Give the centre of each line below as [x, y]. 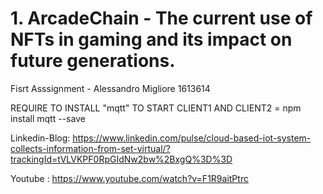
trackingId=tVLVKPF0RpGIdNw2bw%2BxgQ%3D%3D [121, 159]
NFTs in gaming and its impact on [151, 39]
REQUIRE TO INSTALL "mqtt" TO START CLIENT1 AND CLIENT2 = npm [156, 108]
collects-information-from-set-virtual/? [90, 148]
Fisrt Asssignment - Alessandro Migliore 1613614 [110, 88]
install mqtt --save [48, 118]
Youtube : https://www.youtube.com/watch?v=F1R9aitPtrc [129, 178]
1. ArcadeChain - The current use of [161, 18]
